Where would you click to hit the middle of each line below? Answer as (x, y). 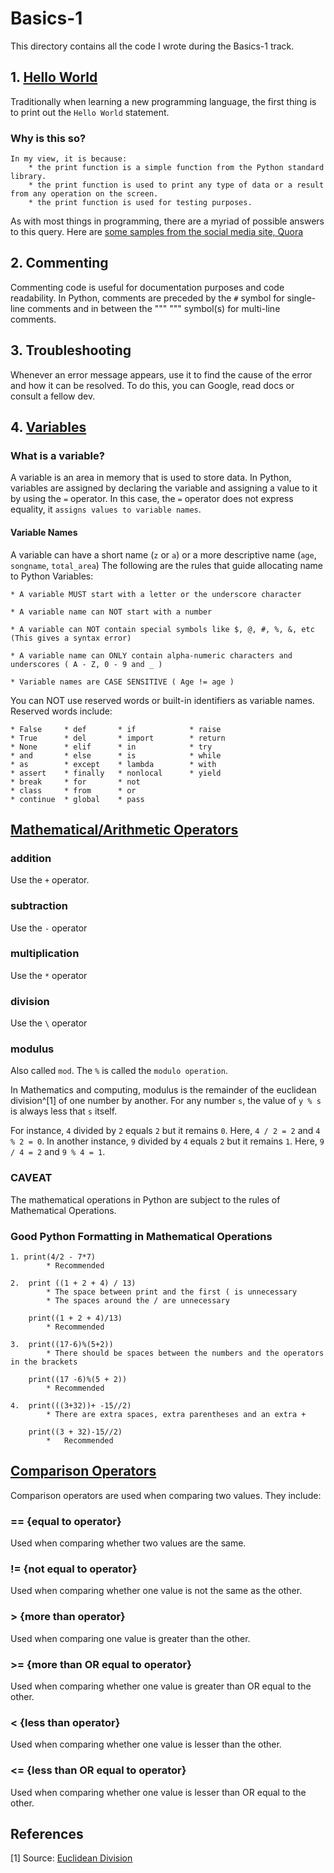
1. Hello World (54, 77)
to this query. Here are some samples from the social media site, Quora (157, 232)
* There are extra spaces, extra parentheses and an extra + (176, 1415)
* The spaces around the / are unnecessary (138, 1301)
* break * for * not (75, 782)
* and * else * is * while (116, 755)
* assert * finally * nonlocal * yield (116, 773)
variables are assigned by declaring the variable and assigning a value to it (164, 488)
